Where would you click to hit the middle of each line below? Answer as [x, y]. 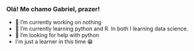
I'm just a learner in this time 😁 [54, 42]
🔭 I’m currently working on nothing [58, 22]
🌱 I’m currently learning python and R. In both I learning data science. [102, 29]
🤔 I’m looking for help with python [57, 35]
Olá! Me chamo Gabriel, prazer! [53, 9]
